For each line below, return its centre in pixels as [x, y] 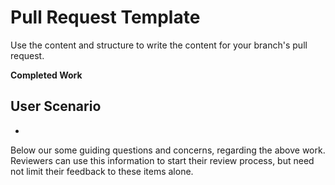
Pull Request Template [105, 17]
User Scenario [56, 106]
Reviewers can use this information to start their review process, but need [162, 160]
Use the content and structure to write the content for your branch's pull [159, 45]
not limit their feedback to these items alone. [102, 171]
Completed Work [46, 75]
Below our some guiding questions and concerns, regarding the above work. [168, 150]
